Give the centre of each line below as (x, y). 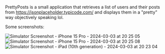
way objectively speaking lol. (34, 17)
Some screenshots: (25, 27)
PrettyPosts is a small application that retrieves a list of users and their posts (82, 7)
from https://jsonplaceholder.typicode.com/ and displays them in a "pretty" (81, 12)
